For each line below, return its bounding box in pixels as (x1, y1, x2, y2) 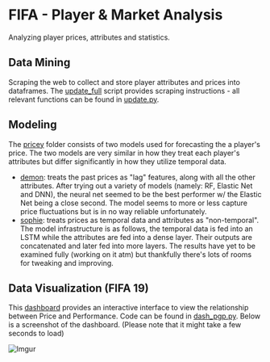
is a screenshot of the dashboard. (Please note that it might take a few (8, 320, 242, 330)
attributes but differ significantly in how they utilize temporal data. (8, 156, 227, 166)
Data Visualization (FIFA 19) (8, 281, 149, 295)
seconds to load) (8, 329, 64, 339)
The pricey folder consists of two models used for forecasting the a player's (8, 139, 260, 149)
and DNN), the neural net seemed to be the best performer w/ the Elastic (19, 189, 262, 199)
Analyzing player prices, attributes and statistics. (8, 32, 171, 42)
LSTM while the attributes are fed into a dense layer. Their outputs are (19, 232, 252, 242)
